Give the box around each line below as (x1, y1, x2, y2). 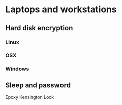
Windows (5, 65, 29, 72)
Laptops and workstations (5, 4, 117, 15)
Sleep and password (5, 81, 71, 89)
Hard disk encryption (5, 24, 73, 32)
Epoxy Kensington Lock (5, 94, 54, 100)
